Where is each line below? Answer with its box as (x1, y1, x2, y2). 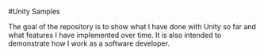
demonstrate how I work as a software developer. (8, 39, 170, 48)
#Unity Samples (8, 7, 61, 16)
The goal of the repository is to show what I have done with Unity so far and (8, 22, 256, 31)
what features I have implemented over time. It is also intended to (8, 31, 222, 39)
